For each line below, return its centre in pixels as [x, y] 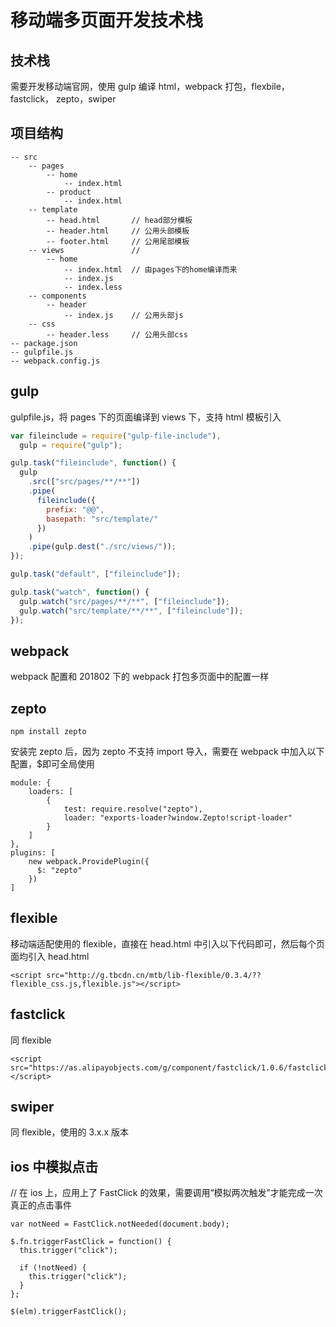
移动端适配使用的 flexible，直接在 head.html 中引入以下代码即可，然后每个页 [167, 943]
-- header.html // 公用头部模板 [118, 231]
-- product [69, 192]
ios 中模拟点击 [54, 1166]
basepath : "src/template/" [102, 519]
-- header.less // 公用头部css [117, 334]
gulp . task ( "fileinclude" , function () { [93, 463]
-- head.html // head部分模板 [119, 220]
